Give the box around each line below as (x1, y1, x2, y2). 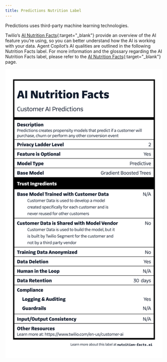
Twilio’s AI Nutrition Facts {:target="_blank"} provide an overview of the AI (5, 32, 156, 38)
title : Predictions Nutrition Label (5, 8, 81, 13)
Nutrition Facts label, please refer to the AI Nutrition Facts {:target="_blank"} (5, 53, 161, 60)
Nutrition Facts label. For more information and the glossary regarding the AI (5, 48, 162, 54)
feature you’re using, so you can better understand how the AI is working (5, 38, 156, 44)
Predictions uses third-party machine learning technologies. (5, 23, 129, 29)
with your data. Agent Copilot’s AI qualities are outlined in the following (5, 43, 151, 49)
